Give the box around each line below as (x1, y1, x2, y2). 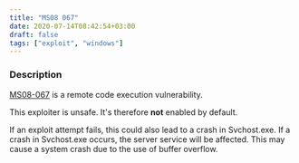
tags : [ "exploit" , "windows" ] (9, 38, 124, 48)
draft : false (9, 30, 59, 39)
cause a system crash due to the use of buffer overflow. (9, 143, 218, 154)
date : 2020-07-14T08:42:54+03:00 (9, 22, 136, 31)
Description (9, 69, 63, 81)
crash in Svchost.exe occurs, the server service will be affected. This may (9, 133, 285, 145)
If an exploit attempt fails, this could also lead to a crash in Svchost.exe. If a (9, 124, 291, 135)
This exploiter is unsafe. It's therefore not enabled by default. (9, 106, 238, 118)
